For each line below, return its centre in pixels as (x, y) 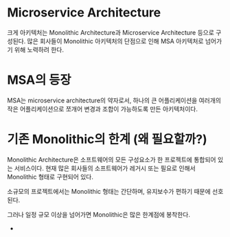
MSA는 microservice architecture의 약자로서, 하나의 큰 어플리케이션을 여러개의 (114, 100)
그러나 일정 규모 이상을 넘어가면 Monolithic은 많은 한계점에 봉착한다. (99, 214)
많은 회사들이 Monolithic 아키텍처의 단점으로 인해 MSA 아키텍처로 (115, 41)
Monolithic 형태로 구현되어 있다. (50, 177)
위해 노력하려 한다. (39, 49)
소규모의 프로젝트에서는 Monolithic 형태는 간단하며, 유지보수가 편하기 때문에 (109, 191)
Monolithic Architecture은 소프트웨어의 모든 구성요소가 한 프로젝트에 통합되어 (112, 159)
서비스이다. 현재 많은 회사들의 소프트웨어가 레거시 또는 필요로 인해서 (105, 168)
